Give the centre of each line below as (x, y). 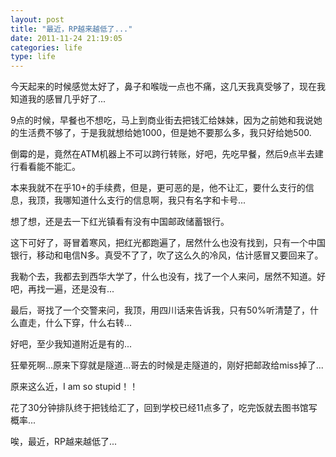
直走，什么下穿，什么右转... (75, 323)
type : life (33, 57)
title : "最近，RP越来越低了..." (71, 29)
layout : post (37, 19)
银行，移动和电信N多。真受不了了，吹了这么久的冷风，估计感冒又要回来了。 (167, 255)
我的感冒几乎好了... (67, 99)
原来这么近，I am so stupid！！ (74, 387)
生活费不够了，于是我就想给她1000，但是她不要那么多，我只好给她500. (165, 133)
